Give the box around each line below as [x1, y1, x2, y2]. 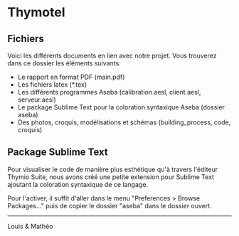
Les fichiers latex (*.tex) [17, 80, 87, 89]
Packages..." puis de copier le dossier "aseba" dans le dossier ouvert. [7, 201, 212, 210]
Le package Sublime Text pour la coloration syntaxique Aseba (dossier [17, 103, 225, 111]
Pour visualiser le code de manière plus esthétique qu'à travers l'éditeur [7, 165, 218, 173]
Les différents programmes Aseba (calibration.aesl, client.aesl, [17, 88, 201, 96]
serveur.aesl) [17, 95, 57, 104]
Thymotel [7, 4, 65, 21]
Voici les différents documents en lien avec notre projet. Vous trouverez [7, 51, 217, 60]
